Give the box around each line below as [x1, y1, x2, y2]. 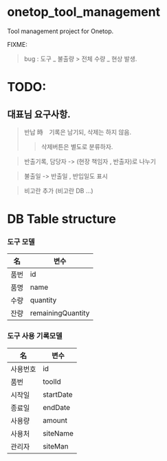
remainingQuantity [30, 308, 90, 318]
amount [42, 415, 67, 425]
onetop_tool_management [7, 4, 160, 20]
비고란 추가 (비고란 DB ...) [23, 186, 94, 195]
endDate [42, 402, 71, 412]
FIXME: [7, 40, 27, 48]
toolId [42, 377, 62, 386]
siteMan [42, 441, 69, 451]
